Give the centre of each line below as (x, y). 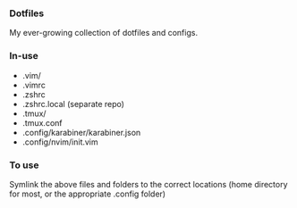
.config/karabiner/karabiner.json (81, 132)
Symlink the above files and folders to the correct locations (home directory (148, 184)
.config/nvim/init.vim (60, 142)
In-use (24, 56)
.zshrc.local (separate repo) (73, 104)
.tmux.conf (42, 122)
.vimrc (34, 85)
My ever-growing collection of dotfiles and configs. (104, 33)
